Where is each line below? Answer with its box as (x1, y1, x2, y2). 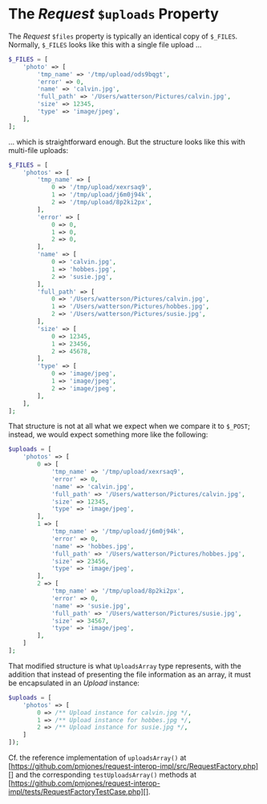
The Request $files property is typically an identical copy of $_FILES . (8, 31, 238, 41)
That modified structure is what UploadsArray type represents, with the (8, 661, 242, 670)
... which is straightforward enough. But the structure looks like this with (8, 137, 246, 147)
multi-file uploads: (8, 145, 69, 155)
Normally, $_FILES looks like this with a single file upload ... (8, 39, 202, 49)
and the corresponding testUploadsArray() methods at (15, 770, 197, 780)
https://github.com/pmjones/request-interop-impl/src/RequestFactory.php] (10, 762, 259, 771)
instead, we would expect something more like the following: (8, 430, 208, 439)
